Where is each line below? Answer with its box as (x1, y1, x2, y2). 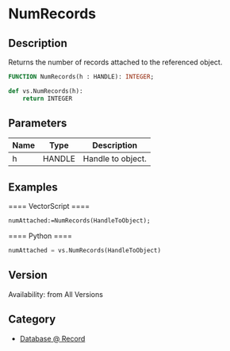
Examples (8, 180, 58, 194)
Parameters (8, 117, 67, 130)
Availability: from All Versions (8, 289, 103, 299)
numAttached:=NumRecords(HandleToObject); (8, 217, 151, 225)
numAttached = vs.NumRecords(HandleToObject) (8, 247, 161, 255)
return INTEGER (22, 94, 73, 102)
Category (8, 313, 56, 326)
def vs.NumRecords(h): (8, 87, 83, 95)
